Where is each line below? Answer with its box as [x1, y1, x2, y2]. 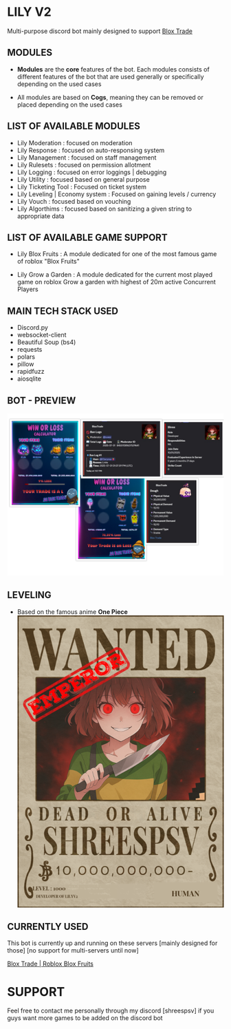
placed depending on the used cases [16, 100, 122, 109]
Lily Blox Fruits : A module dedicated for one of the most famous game [16, 250, 217, 258]
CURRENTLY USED [7, 921, 89, 933]
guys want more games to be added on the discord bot [7, 1014, 163, 1022]
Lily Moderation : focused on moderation [16, 138, 133, 147]
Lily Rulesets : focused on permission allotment [16, 160, 151, 169]
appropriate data [16, 211, 65, 220]
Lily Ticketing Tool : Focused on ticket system [16, 182, 146, 191]
